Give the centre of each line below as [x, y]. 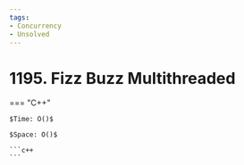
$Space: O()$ [34, 135]
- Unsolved [29, 34]
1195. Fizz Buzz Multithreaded [122, 78]
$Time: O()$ [31, 120]
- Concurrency [36, 26]
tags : [19, 17]
